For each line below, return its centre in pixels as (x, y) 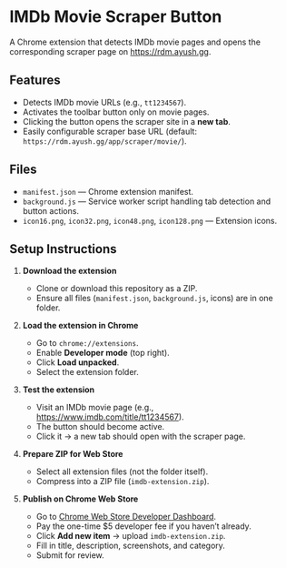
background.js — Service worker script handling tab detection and (147, 201)
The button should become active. (100, 427)
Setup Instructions (63, 249)
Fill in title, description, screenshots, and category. (130, 546)
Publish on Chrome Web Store (80, 499)
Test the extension (59, 390)
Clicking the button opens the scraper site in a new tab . (127, 121)
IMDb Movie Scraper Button (116, 17)
